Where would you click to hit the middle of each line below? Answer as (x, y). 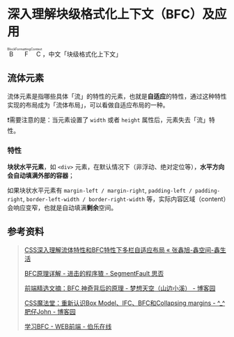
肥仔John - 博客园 (50, 311)
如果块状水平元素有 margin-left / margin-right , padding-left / (100, 190)
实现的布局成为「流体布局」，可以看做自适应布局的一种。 (88, 104)
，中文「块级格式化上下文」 (82, 54)
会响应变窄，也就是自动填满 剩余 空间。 (62, 208)
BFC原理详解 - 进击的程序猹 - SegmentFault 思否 (94, 273)
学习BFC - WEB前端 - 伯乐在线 (68, 326)
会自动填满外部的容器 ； (41, 175)
